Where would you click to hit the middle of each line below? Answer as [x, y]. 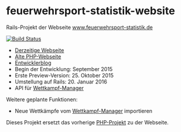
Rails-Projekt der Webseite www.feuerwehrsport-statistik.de [80, 27]
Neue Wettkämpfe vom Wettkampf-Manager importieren [83, 111]
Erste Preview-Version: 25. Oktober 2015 [64, 75]
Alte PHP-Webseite [38, 56]
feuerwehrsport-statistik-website [91, 11]
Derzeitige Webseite [39, 50]
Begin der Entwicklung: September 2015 [64, 69]
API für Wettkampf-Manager [49, 88]
